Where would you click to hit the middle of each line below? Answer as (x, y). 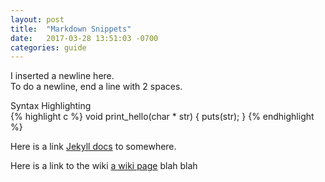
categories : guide (48, 47)
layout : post (37, 19)
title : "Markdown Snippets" (71, 29)
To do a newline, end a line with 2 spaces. (96, 87)
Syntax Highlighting (51, 106)
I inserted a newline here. (62, 76)
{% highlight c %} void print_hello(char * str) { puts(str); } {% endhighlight (162, 117)
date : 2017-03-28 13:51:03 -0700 (84, 38)
